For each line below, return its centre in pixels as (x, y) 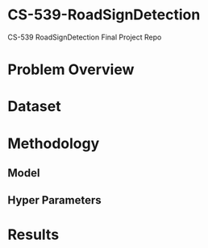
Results (33, 235)
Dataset (34, 107)
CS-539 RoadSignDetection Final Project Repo (85, 37)
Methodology (54, 143)
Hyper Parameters (54, 200)
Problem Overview (71, 70)
